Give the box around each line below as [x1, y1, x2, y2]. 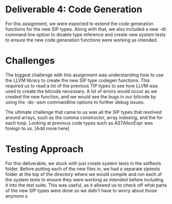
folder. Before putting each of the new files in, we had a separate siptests [5, 166, 160, 172]
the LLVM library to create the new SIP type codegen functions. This [5, 77, 150, 83]
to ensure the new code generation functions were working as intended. [5, 37, 158, 43]
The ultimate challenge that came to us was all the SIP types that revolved [5, 109, 162, 115]
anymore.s [5, 193, 28, 199]
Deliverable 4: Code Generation [5, 4, 143, 15]
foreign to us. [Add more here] [5, 125, 70, 131]
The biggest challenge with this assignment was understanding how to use [5, 72, 164, 78]
